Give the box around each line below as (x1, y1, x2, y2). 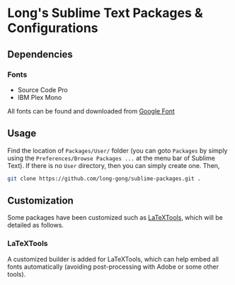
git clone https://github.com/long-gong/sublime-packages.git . (7, 175, 201, 182)
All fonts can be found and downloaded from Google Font (7, 106, 175, 115)
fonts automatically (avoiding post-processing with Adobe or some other (7, 262, 219, 271)
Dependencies (7, 48, 73, 60)
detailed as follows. (7, 221, 64, 230)
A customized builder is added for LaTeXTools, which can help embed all (7, 255, 219, 263)
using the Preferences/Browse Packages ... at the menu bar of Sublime (7, 154, 216, 162)
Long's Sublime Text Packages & (7, 5, 203, 21)
